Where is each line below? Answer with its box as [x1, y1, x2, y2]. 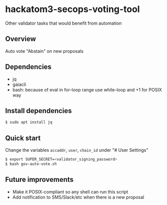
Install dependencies [5, 107, 72, 115]
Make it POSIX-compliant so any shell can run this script [12, 188, 128, 194]
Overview [5, 35, 36, 43]
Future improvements [5, 175, 74, 184]
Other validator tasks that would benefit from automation [5, 20, 122, 26]
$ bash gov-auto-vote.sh [5, 161, 57, 166]
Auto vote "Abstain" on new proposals [5, 48, 84, 54]
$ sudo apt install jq [5, 120, 52, 125]
